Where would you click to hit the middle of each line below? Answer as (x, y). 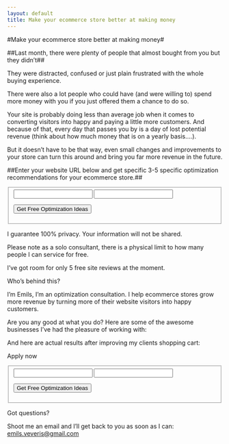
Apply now (22, 356)
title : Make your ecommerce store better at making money (91, 20)
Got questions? (28, 412)
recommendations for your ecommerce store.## (75, 177)
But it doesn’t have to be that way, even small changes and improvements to (114, 149)
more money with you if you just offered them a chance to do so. (98, 101)
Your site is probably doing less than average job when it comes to (101, 114)
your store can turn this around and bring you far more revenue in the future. (115, 157)
